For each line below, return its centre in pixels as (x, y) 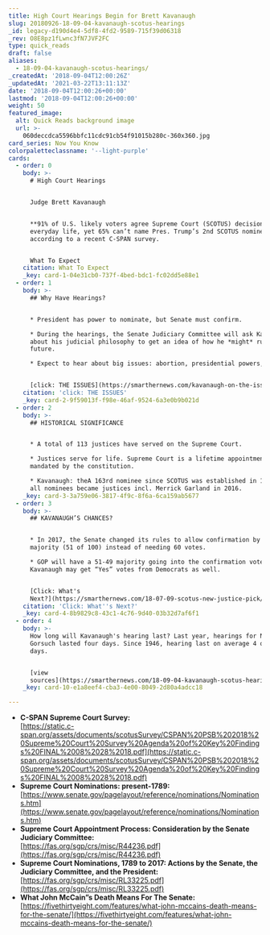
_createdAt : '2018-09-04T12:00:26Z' (70, 76)
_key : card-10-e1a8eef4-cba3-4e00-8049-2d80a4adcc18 (113, 688)
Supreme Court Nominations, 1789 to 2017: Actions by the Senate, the (139, 863)
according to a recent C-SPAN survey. (94, 239)
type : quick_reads (39, 46)
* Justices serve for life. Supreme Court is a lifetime (127, 459)
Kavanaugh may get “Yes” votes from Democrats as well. (125, 569)
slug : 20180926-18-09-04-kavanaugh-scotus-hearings (96, 23)
